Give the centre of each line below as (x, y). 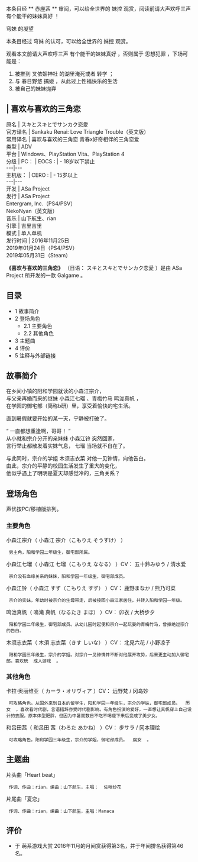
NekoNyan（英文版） (32, 211)
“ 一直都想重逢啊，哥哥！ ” (38, 431)
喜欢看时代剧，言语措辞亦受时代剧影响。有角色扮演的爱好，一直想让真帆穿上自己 (104, 709)
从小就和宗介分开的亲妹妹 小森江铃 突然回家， (62, 438)
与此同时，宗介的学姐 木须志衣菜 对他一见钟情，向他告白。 (77, 459)
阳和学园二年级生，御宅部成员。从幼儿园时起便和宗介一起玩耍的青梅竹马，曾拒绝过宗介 (99, 624)
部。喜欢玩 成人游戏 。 (33, 661)
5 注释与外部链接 (35, 355)
